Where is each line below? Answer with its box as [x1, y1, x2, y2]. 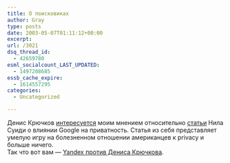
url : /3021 [7, 42, 39, 49]
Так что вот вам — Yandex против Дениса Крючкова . [7, 148, 164, 156]
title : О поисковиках [7, 10, 70, 17]
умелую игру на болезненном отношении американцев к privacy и [7, 133, 205, 142]
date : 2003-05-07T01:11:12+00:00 [7, 29, 103, 37]
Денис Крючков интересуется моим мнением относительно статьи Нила [7, 119, 224, 126]
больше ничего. [7, 141, 54, 148]
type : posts [7, 23, 41, 30]
